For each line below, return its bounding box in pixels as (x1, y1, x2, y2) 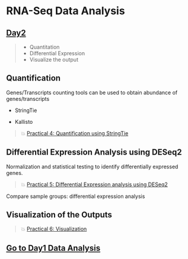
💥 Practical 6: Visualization (20, 225, 87, 232)
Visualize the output (29, 56, 79, 63)
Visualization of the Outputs (6, 210, 113, 220)
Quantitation (29, 43, 60, 50)
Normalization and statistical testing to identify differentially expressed (6, 163, 179, 170)
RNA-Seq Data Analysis (6, 4, 126, 18)
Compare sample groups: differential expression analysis (6, 193, 145, 200)
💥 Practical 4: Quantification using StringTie (20, 129, 129, 137)
